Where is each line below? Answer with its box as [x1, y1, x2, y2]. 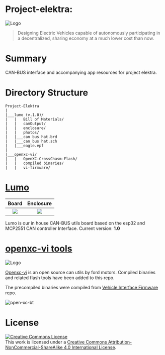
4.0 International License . [63, 344, 117, 350]
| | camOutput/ [5, 121, 46, 126]
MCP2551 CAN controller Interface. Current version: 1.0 [5, 225, 120, 231]
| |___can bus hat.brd [5, 134, 57, 139]
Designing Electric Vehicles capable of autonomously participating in [17, 30, 160, 36]
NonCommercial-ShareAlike [5, 344, 63, 350]
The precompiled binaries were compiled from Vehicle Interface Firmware [5, 284, 158, 290]
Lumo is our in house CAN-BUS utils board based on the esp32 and [5, 220, 145, 226]
